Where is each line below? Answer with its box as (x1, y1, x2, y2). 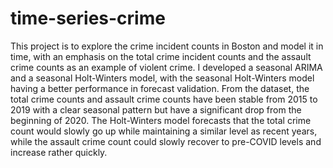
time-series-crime (10, 7, 166, 30)
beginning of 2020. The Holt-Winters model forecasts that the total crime (10, 114, 312, 126)
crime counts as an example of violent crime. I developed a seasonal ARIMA (10, 61, 323, 73)
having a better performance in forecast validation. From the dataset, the (10, 82, 310, 94)
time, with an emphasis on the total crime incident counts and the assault (10, 50, 312, 62)
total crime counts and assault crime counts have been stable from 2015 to (10, 93, 318, 105)
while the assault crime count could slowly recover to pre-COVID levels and (10, 135, 322, 147)
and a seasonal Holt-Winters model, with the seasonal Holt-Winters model (10, 72, 315, 84)
